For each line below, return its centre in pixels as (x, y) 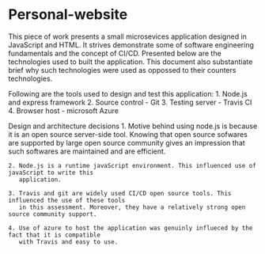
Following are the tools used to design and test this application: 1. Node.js (128, 93)
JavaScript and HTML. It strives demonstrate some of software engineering (131, 44)
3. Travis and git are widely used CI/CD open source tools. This (120, 193)
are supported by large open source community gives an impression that (127, 142)
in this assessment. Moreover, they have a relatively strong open (132, 207)
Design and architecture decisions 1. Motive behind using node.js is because (133, 126)
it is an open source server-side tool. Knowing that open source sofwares (128, 134)
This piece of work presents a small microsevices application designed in (128, 36)
